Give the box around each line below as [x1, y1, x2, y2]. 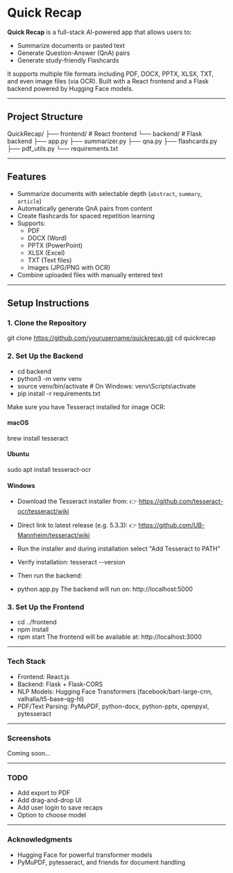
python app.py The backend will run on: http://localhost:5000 [17, 585, 193, 594]
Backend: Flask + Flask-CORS [17, 680, 103, 688]
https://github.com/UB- [138, 521, 205, 530]
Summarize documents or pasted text [17, 41, 126, 49]
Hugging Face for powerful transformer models [17, 850, 153, 859]
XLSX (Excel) [27, 248, 65, 256]
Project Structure [7, 111, 83, 123]
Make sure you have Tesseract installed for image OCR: [7, 402, 166, 411]
